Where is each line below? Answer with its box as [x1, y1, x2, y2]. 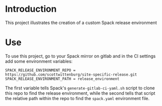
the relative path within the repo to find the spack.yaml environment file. [5, 95, 150, 101]
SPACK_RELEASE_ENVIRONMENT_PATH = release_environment [5, 76, 120, 81]
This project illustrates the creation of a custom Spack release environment [5, 20, 157, 26]
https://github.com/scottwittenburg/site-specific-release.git [5, 72, 137, 77]
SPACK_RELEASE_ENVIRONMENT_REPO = [5, 68, 76, 73]
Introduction [5, 3, 57, 15]
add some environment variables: [5, 58, 73, 64]
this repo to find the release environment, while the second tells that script [5, 90, 156, 96]
